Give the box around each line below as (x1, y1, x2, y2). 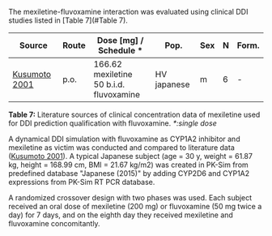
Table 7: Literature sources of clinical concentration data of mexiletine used (8, 109, 261, 119)
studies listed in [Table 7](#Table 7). (8, 15, 128, 25)
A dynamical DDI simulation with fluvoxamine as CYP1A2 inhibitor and (8, 134, 240, 144)
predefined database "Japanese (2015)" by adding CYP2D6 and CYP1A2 (8, 169, 250, 178)
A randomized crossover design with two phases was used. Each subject (8, 193, 253, 202)
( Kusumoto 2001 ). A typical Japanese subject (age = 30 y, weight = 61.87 (8, 152, 253, 161)
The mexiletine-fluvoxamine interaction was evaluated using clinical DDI (8, 7, 249, 16)
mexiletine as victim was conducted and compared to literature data (8, 143, 235, 152)
